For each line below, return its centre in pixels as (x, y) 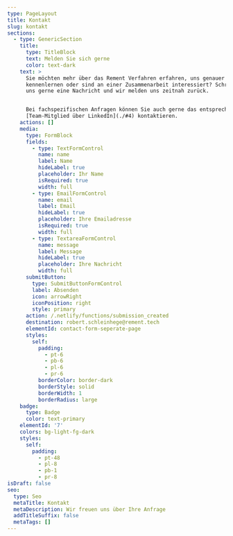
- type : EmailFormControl (70, 193)
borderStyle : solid (66, 387)
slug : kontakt (28, 26)
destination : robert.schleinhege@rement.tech (92, 322)
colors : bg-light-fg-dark (57, 432)
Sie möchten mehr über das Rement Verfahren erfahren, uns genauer (125, 78)
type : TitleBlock (51, 53)
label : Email (57, 206)
